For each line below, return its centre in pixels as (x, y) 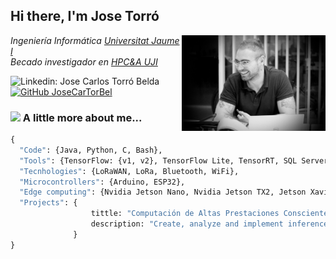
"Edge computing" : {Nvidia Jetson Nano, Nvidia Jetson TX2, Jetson (163, 192)
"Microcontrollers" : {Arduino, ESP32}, (102, 182)
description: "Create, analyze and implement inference (209, 224)
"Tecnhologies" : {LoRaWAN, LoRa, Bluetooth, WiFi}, (129, 171)
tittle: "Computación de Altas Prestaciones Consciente (209, 214)
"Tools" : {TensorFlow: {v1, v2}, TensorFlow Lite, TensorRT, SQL (158, 160)
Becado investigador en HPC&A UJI (84, 61)
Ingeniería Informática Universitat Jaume (95, 40)
